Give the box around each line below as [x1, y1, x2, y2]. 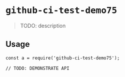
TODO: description [20, 22, 66, 29]
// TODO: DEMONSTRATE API [5, 65, 69, 71]
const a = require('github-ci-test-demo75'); [5, 55, 120, 61]
